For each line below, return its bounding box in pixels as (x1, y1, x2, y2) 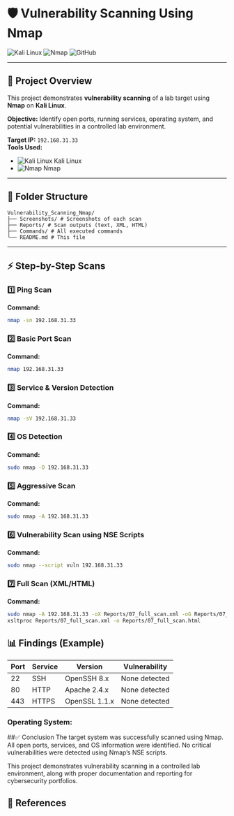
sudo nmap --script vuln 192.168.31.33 (7, 562, 123, 569)
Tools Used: (7, 143, 43, 151)
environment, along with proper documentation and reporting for (7, 769, 193, 778)
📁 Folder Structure (7, 191, 88, 203)
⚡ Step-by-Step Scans (7, 260, 106, 272)
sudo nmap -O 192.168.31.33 (7, 464, 89, 471)
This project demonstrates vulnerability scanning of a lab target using (7, 94, 210, 102)
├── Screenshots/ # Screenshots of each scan (7, 215, 141, 222)
